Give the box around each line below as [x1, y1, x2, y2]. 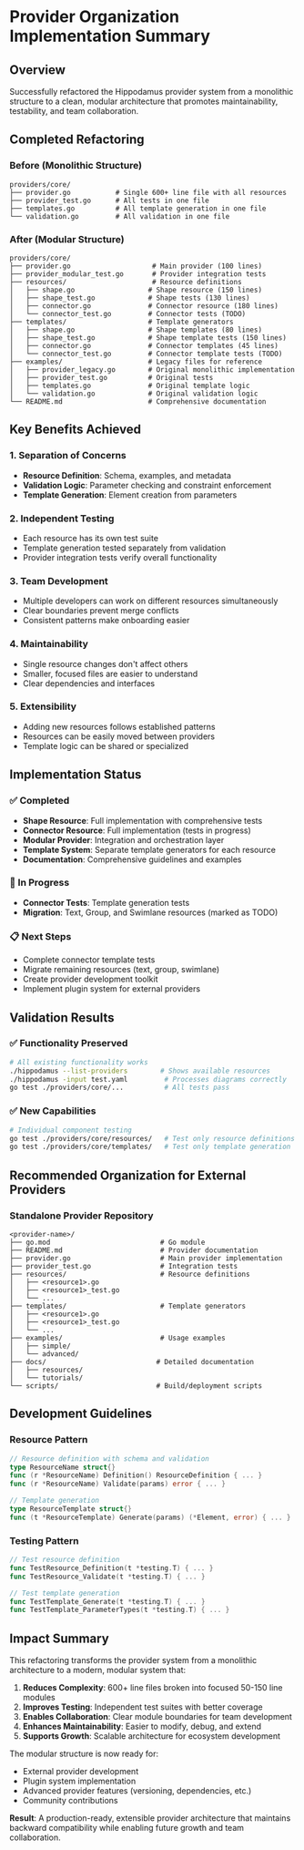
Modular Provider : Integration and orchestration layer [22, 834, 225, 845]
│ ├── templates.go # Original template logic [9, 381, 250, 390]
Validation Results [9, 1010, 115, 1025]
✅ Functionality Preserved [9, 1037, 128, 1050]
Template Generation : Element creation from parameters [22, 489, 238, 500]
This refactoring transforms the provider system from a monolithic [9, 1655, 258, 1666]
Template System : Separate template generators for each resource [22, 844, 276, 855]
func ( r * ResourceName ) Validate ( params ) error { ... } [9, 1479, 226, 1489]
